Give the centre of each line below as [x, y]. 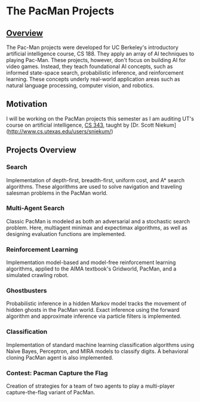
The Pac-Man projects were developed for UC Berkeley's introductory [93, 47]
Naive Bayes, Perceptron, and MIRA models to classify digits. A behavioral [97, 351]
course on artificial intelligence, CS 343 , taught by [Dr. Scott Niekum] [91, 125]
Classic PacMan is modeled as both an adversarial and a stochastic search [98, 221]
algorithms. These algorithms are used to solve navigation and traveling [94, 186]
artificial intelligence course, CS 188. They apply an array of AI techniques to [100, 54]
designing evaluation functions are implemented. [66, 234]
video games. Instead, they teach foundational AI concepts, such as [90, 66]
